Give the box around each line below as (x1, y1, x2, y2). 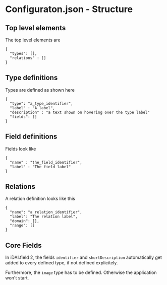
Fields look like (5, 146, 36, 152)
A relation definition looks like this (5, 195, 76, 202)
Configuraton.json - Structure (5, 4, 133, 15)
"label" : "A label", (10, 105, 55, 110)
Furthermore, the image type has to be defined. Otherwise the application (5, 269, 157, 275)
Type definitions (5, 74, 58, 82)
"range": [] (10, 223, 35, 228)
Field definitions (5, 132, 58, 141)
